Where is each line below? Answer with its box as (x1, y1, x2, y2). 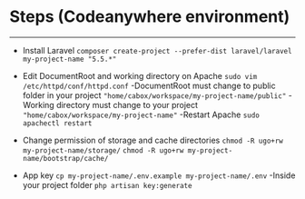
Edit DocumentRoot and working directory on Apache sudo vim (22, 70, 258, 81)
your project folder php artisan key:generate (22, 179, 192, 190)
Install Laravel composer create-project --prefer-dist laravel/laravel (22, 45, 292, 55)
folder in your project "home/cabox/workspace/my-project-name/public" (22, 89, 287, 101)
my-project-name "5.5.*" (22, 55, 117, 64)
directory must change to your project (55, 99, 198, 110)
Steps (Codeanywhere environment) (9, 6, 290, 27)
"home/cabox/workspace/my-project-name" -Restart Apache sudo (22, 109, 261, 120)
